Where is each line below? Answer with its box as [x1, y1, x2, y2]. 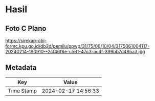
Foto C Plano [5, 24, 47, 33]
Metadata [5, 63, 37, 72]
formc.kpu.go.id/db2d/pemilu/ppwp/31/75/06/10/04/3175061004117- [5, 43, 150, 49]
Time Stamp [8, 87, 37, 94]
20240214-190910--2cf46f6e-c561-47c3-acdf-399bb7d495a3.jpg [5, 49, 145, 54]
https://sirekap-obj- [5, 37, 47, 44]
